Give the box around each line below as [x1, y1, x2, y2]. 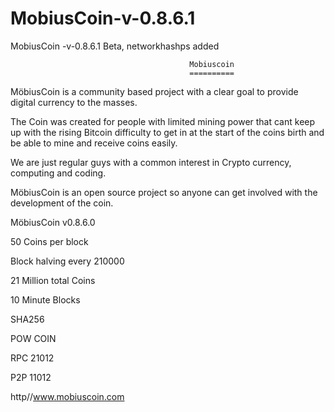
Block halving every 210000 [10, 255, 125, 267]
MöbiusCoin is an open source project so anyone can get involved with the [10, 186, 318, 198]
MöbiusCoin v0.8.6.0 [10, 216, 96, 228]
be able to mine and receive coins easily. [10, 137, 178, 149]
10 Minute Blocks [10, 293, 81, 306]
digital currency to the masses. [10, 96, 138, 108]
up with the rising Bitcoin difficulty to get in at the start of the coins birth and [10, 126, 325, 138]
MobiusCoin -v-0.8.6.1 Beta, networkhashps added [10, 40, 220, 52]
